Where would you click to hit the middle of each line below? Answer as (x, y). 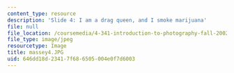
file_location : (29, 33)
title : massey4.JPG (36, 53)
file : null (23, 26)
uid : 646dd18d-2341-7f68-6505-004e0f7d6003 (71, 59)
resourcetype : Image (37, 46)
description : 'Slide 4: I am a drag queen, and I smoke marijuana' (107, 20)
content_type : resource (42, 14)
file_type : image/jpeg (40, 40)
